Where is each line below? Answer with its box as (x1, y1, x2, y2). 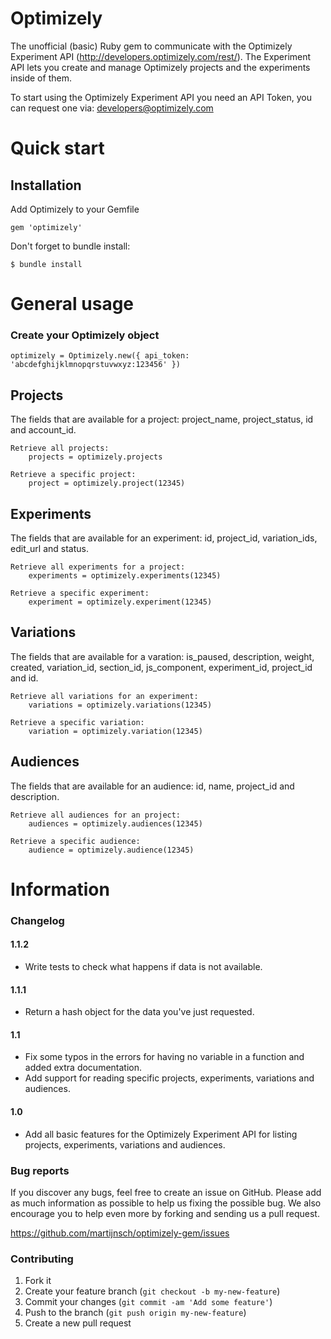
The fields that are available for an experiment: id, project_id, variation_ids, (10, 532, 318, 544)
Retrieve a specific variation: (10, 717, 145, 727)
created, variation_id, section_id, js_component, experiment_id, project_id (10, 661, 313, 673)
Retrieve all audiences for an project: (10, 810, 182, 820)
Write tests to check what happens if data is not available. (24, 960, 263, 972)
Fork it (24, 1275, 52, 1287)
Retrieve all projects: (10, 443, 110, 454)
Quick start (10, 137, 105, 160)
